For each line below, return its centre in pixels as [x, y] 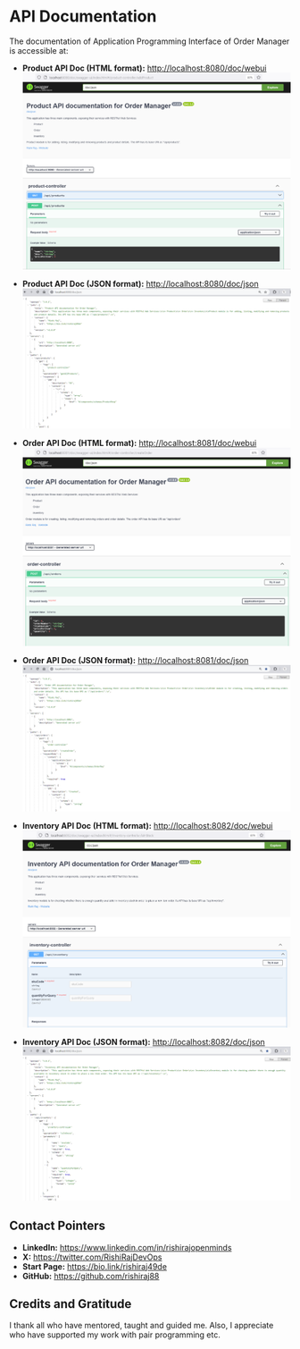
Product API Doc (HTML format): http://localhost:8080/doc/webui [144, 68]
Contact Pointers [57, 1226]
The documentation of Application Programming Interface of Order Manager [150, 41]
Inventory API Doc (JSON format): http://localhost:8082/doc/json [143, 1041]
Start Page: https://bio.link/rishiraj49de [95, 1266]
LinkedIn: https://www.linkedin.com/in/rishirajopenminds [127, 1247]
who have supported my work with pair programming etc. [115, 1335]
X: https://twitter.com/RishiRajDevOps [92, 1257]
